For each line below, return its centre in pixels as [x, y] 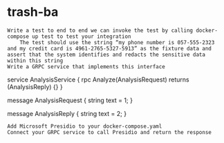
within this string [35, 60]
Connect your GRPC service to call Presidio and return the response [110, 132]
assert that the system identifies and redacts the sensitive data [106, 55]
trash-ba [33, 12]
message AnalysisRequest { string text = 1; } [70, 100]
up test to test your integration [82, 36]
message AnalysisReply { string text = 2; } [67, 113]
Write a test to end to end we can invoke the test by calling [100, 30]
